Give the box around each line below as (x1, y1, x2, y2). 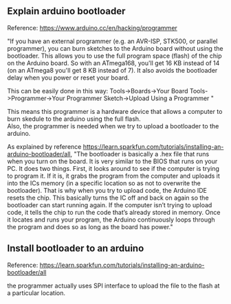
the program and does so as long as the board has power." (7, 222, 173, 231)
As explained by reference (7, 142, 82, 150)
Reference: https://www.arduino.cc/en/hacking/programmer (7, 23, 177, 32)
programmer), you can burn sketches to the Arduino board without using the (7, 44, 223, 52)
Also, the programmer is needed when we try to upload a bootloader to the (7, 121, 219, 130)
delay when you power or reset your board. (7, 73, 130, 82)
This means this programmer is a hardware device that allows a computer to (7, 107, 223, 115)
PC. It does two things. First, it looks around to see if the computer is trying (7, 164, 220, 172)
